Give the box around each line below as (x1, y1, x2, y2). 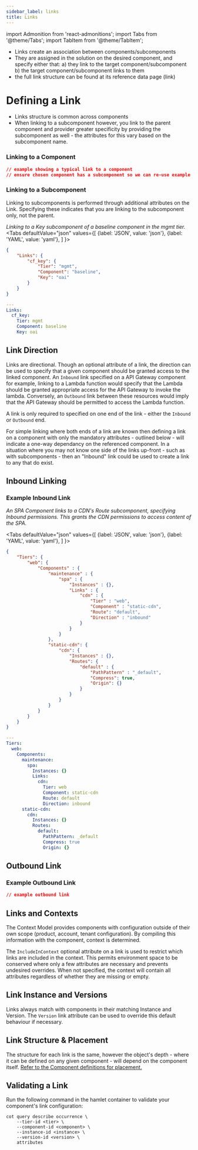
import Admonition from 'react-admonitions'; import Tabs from (6, 30, 157, 37)
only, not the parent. (6, 212, 55, 219)
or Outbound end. (6, 416, 46, 423)
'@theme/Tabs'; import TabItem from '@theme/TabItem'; (6, 37, 143, 44)
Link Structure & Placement (6, 1036, 109, 1046)
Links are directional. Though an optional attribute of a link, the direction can (6, 361, 191, 368)
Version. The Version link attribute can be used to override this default (6, 1012, 176, 1019)
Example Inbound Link (6, 494, 71, 502)
